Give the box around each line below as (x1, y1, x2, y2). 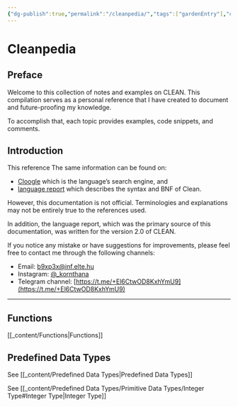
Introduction (7, 145, 64, 157)
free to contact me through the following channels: (7, 249, 156, 257)
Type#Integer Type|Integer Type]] (7, 391, 107, 401)
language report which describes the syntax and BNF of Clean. (17, 185, 202, 194)
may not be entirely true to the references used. (7, 206, 147, 215)
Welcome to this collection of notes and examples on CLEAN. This (7, 88, 200, 96)
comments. (7, 124, 40, 133)
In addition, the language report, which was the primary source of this (7, 220, 211, 228)
